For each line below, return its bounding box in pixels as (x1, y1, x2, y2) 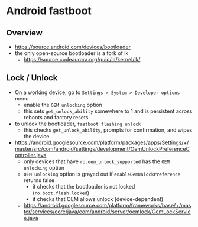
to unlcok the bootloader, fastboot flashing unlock (14, 120, 141, 127)
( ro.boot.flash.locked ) (32, 189, 90, 196)
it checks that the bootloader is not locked (32, 183, 135, 190)
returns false (23, 176, 55, 184)
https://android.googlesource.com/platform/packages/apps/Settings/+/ (14, 139, 189, 146)
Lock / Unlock (6, 73, 58, 83)
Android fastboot (6, 4, 92, 18)
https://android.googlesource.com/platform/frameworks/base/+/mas (23, 202, 191, 209)
